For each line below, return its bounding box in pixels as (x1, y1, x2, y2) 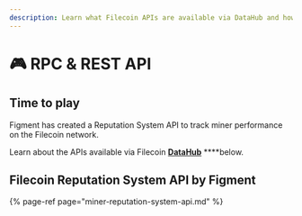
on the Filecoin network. (9, 129, 99, 139)
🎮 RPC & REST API (9, 53, 152, 74)
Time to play (9, 95, 81, 111)
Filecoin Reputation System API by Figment (9, 173, 256, 188)
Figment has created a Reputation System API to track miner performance (9, 119, 283, 130)
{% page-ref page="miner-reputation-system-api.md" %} (9, 196, 224, 207)
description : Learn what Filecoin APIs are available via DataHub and (9, 13, 280, 22)
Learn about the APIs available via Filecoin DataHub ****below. (9, 146, 244, 157)
